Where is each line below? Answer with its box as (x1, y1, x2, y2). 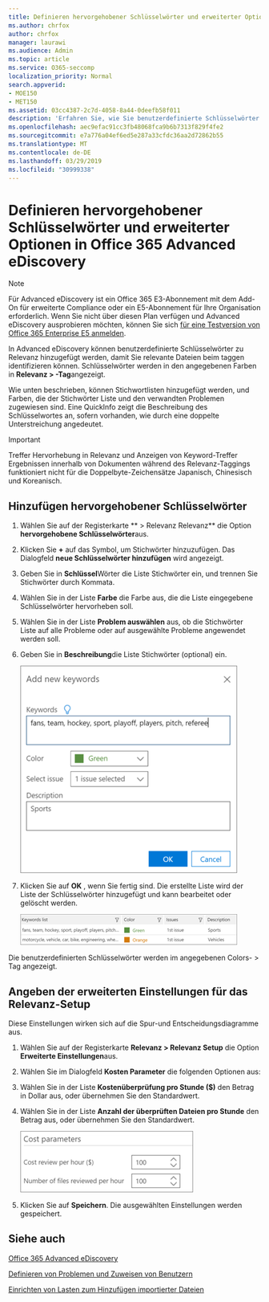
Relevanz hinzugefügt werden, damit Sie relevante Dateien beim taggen (8, 353, 245, 362)
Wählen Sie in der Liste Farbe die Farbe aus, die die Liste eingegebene (19, 593, 254, 602)
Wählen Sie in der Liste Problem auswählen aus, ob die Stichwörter (19, 617, 243, 627)
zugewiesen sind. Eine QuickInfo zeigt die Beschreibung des (8, 402, 208, 412)
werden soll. (19, 635, 61, 644)
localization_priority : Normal (8, 72, 113, 80)
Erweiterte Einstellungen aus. (19, 1051, 118, 1060)
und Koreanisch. (8, 476, 62, 486)
